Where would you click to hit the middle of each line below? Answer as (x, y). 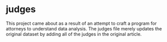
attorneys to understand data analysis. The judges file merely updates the (84, 28)
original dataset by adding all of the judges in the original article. (74, 34)
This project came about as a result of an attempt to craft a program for (81, 23)
